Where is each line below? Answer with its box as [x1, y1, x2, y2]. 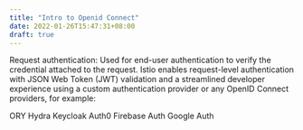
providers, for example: [9, 93, 97, 104]
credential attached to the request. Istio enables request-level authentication [9, 64, 295, 75]
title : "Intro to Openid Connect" [9, 13, 140, 23]
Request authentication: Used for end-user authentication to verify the [9, 55, 271, 66]
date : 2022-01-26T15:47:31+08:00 [9, 22, 136, 31]
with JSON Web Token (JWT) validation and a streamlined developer [9, 74, 265, 85]
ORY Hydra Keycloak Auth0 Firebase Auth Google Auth [9, 110, 214, 122]
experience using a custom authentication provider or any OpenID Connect [9, 83, 289, 95]
